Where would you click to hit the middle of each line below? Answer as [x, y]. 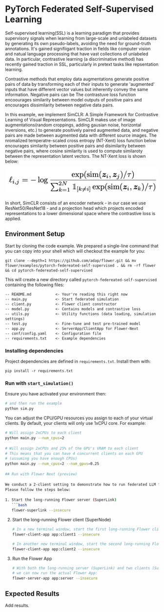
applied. [13, 219]
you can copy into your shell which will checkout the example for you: [75, 251]
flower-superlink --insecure [41, 511]
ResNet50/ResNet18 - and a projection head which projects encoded [74, 208]
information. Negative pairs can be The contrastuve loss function [70, 95]
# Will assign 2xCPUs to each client [43, 433]
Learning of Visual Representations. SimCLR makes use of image [70, 120]
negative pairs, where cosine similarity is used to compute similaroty [74, 151]
